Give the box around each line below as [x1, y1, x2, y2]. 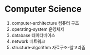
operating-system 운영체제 [11, 26, 65, 32]
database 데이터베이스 [11, 32, 55, 38]
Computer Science [4, 3, 82, 15]
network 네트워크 [11, 38, 46, 44]
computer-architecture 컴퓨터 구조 [11, 20, 79, 26]
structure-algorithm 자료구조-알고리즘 [11, 44, 86, 50]
